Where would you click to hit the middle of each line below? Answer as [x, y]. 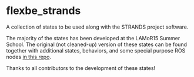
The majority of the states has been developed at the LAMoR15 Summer [93, 38]
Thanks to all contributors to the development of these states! [81, 68]
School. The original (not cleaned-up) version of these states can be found [96, 44]
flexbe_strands [44, 11]
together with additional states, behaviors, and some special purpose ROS [96, 50]
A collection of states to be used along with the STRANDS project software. [97, 27]
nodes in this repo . [29, 57]
